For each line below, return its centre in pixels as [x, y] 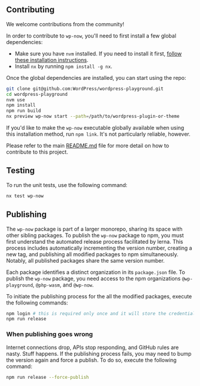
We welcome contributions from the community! [65, 24]
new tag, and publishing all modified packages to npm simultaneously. [92, 254]
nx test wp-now [25, 196]
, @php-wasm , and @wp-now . [63, 285]
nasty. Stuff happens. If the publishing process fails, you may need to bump [99, 353]
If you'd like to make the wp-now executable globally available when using [95, 128]
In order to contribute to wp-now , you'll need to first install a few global [91, 36]
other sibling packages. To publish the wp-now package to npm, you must [95, 235]
